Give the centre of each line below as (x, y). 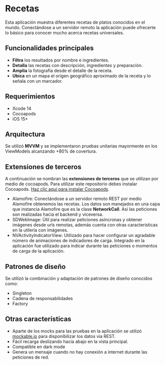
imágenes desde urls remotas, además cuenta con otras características (85, 225)
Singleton (22, 293)
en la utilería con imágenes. (40, 230)
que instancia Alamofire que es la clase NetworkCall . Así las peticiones (85, 209)
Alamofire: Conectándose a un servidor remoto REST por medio (77, 199)
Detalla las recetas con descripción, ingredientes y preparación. (77, 65)
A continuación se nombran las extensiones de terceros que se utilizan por (82, 179)
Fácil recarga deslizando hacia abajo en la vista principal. (70, 341)
